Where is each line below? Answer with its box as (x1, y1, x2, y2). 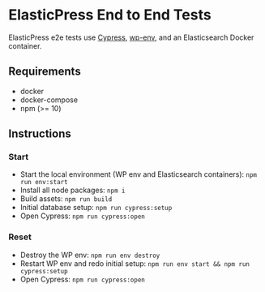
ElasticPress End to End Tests (8, 6, 212, 24)
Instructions (8, 127, 71, 141)
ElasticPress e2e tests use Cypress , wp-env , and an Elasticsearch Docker (8, 32, 254, 42)
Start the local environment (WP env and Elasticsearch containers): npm (19, 170, 258, 179)
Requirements (8, 65, 81, 79)
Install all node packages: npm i (19, 185, 126, 195)
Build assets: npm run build (19, 194, 113, 204)
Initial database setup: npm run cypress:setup (19, 203, 173, 213)
